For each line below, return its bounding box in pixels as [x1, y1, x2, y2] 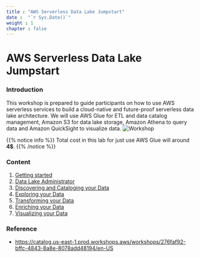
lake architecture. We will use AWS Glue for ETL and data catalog [6, 112, 168, 119]
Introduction [6, 85, 43, 94]
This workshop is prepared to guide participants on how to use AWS [6, 99, 175, 106]
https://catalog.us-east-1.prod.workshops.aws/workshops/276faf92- [14, 238, 186, 246]
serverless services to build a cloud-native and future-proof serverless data [6, 106, 194, 113]
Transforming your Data [14, 197, 74, 204]
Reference [6, 225, 37, 233]
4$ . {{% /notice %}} [6, 142, 56, 150]
